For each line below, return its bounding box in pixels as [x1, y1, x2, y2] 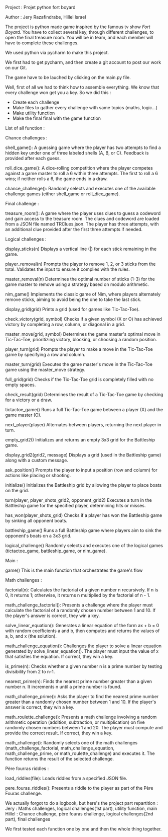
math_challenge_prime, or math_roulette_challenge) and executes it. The [5, 750, 155, 756]
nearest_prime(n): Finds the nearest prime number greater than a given [5, 678, 152, 684]
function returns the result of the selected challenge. [5, 756, 114, 762]
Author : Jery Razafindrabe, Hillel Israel [5, 14, 86, 20]
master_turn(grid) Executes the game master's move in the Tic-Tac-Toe [5, 361, 153, 367]
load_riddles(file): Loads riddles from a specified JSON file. [5, 775, 127, 781]
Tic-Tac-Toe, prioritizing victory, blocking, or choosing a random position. [5, 337, 157, 342]
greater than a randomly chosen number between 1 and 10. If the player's [5, 699, 156, 705]
